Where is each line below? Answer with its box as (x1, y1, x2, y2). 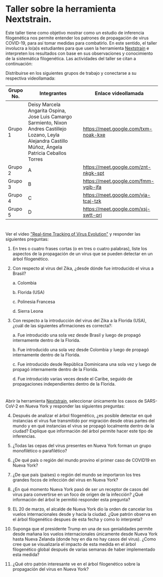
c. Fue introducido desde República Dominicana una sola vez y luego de (12, 361, 157, 367)
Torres (28, 155, 43, 162)
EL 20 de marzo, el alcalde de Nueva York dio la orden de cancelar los (12, 506, 153, 512)
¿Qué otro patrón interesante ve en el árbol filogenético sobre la (12, 561, 140, 567)
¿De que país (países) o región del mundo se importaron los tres (12, 472, 141, 478)
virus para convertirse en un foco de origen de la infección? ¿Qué (12, 492, 144, 497)
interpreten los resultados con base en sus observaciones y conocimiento (5, 50, 153, 56)
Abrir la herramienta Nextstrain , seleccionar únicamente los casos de (5, 398, 143, 404)
